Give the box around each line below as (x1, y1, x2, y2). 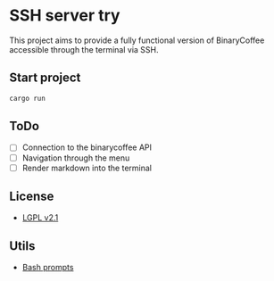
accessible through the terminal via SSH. (9, 44, 159, 54)
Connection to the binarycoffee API (21, 142, 153, 153)
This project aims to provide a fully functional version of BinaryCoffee (9, 35, 265, 45)
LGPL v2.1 (21, 212, 59, 223)
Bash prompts (21, 262, 74, 273)
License (9, 189, 54, 204)
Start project (9, 70, 81, 86)
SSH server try (9, 5, 120, 26)
